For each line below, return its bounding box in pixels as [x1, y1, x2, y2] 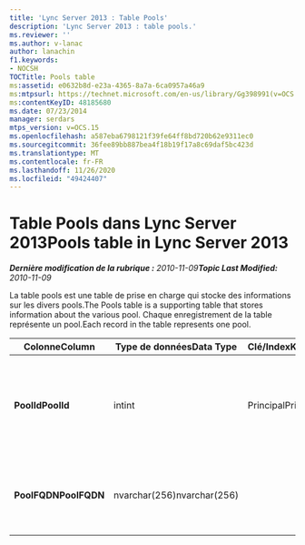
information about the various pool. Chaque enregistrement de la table [9, 309, 272, 320]
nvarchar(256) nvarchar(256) [113, 489, 239, 501]
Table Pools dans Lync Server [9, 213, 237, 234]
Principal [247, 399, 286, 412]
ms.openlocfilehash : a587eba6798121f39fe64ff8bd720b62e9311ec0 [9, 132, 254, 141]
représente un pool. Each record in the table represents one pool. [9, 319, 251, 330]
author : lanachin [9, 47, 75, 56]
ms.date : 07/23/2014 [9, 106, 88, 116]
